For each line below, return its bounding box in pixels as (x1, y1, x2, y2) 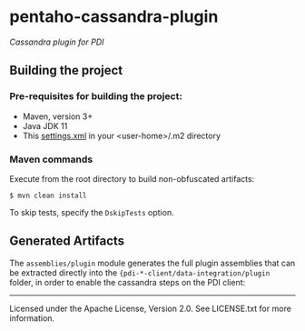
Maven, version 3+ (22, 111, 93, 122)
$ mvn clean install (9, 191, 88, 200)
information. (9, 312, 55, 324)
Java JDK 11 (22, 120, 68, 131)
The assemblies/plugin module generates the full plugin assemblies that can (9, 257, 296, 268)
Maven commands (9, 153, 93, 165)
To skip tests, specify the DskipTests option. (9, 206, 174, 217)
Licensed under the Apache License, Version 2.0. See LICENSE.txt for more (9, 303, 292, 314)
